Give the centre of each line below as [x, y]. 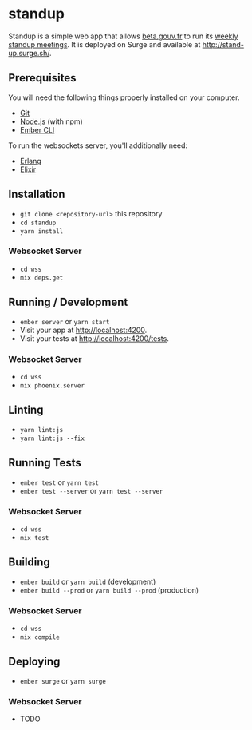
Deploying [34, 662]
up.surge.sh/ [29, 53]
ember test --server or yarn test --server [91, 490]
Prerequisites [42, 78]
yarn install [41, 231]
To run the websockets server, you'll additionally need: [98, 145]
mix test [34, 538]
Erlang [30, 161]
